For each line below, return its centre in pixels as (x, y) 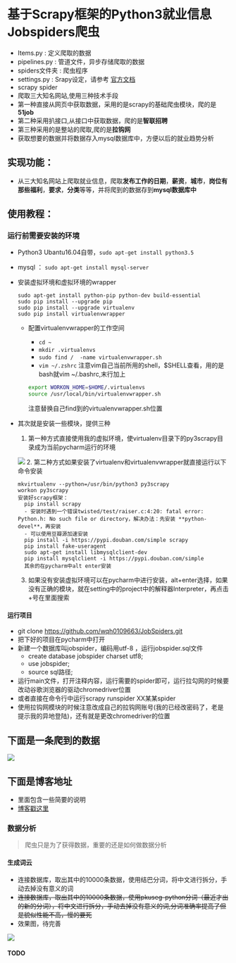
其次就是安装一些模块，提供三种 (64, 424)
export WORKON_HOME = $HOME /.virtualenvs (87, 388)
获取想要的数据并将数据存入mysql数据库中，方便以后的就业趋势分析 (116, 138)
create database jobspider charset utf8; (86, 656)
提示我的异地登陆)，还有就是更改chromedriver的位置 (94, 716)
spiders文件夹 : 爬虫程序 (52, 70)
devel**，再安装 (39, 527)
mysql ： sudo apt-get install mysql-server (83, 267)
